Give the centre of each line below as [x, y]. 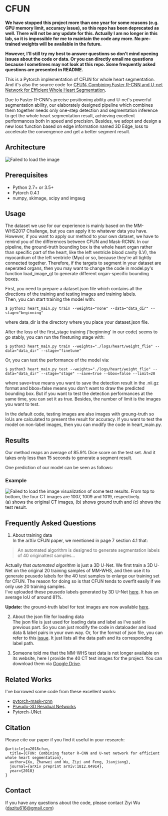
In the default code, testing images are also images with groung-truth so [79, 414]
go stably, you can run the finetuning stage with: [55, 337]
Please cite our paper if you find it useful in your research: [65, 739]
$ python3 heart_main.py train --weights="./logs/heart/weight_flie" [79, 346]
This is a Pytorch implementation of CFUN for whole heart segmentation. [80, 79]
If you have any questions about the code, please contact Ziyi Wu [73, 802]
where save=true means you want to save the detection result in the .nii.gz [82, 383]
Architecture [25, 148]
